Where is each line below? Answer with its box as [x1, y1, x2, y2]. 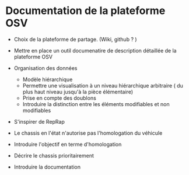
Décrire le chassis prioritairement [13, 152, 94, 159]
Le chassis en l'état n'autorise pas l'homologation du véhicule [13, 129, 163, 136]
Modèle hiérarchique [22, 76, 73, 83]
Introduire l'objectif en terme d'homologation [13, 141, 122, 148]
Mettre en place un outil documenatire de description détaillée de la [13, 47, 177, 54]
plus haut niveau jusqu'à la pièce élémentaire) [22, 88, 134, 95]
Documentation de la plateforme [5, 4, 166, 17]
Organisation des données [13, 64, 78, 71]
